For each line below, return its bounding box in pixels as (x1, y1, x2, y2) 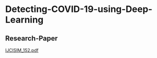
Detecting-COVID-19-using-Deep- (5, 3, 152, 15)
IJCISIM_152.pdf (5, 47, 39, 53)
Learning (5, 14, 44, 25)
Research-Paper (5, 34, 58, 42)
